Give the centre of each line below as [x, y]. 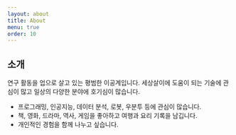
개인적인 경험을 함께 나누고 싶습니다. [68, 124]
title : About [27, 21]
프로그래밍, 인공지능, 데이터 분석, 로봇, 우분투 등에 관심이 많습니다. [109, 107]
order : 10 [22, 34]
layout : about [28, 14]
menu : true [23, 27]
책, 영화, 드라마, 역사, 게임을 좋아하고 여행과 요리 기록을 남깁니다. [107, 116]
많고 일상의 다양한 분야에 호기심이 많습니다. [80, 92]
